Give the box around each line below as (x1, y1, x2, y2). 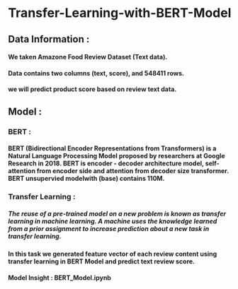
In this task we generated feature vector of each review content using (8, 249, 217, 259)
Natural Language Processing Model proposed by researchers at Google (8, 152, 225, 160)
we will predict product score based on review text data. (8, 85, 177, 93)
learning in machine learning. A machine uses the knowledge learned (8, 217, 217, 225)
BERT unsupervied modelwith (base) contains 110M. (8, 175, 165, 183)
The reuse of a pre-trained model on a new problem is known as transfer (8, 209, 226, 218)
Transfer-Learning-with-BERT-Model (8, 5, 232, 21)
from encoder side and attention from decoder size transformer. (36, 167, 229, 175)
